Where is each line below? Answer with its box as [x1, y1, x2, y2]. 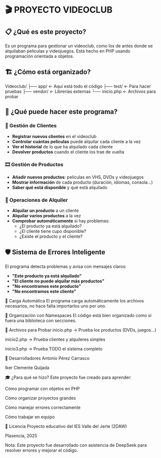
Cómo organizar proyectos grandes [5, 395, 76, 401]
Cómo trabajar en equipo [5, 414, 55, 420]
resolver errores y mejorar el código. [5, 447, 79, 453]
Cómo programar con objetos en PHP [5, 386, 80, 391]
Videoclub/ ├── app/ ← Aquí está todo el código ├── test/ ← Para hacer [5, 83, 151, 89]
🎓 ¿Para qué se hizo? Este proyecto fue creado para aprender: [5, 374, 132, 380]
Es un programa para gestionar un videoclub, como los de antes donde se [5, 43, 153, 49]
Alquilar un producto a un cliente [12, 208, 79, 213]
